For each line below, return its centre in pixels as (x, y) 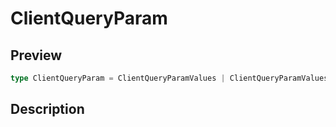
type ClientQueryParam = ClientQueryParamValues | (118, 78)
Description (47, 109)
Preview (36, 55)
